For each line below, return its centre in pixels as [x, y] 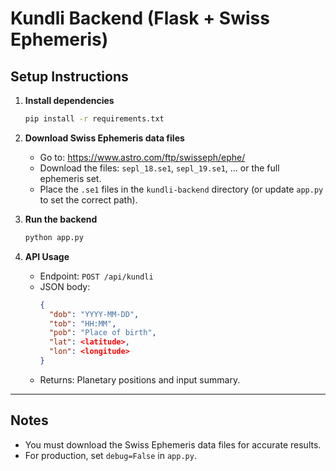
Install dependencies [69, 100]
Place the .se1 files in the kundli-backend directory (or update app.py [181, 189]
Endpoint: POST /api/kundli [96, 276]
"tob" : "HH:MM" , [82, 323]
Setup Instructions [69, 76]
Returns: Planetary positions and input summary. [140, 379]
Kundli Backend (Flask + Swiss [140, 18]
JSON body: [65, 286]
